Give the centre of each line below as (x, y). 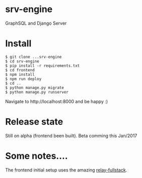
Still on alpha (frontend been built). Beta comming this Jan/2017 (71, 136)
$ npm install (20, 74)
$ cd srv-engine (22, 61)
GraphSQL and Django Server (36, 23)
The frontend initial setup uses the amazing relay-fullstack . (66, 170)
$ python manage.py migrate (35, 87)
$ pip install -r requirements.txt (43, 66)
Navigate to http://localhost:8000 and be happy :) (57, 101)
